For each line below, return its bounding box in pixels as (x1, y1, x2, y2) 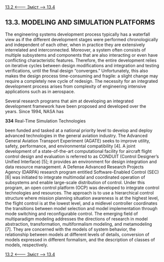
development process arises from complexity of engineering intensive (5, 83, 146, 89)
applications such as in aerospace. (5, 88, 75, 95)
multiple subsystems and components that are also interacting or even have (5, 52, 158, 58)
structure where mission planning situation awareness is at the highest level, (5, 195, 159, 201)
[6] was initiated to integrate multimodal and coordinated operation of (5, 174, 145, 180)
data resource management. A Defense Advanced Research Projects (5, 164, 144, 169)
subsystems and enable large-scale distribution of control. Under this (5, 179, 145, 185)
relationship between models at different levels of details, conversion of (5, 231, 150, 237)
